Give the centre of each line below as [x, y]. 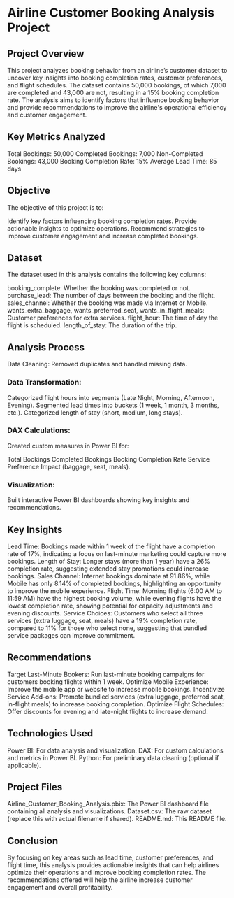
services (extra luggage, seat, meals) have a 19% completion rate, [102, 620]
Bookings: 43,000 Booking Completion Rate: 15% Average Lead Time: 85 [112, 161]
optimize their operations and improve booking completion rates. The [107, 873]
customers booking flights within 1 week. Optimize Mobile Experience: [108, 682]
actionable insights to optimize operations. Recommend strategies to [106, 228]
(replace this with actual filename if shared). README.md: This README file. [117, 819]
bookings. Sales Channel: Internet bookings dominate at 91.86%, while [109, 576]
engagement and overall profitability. [60, 888]
